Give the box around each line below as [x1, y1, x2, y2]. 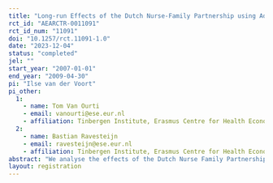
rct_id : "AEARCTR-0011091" [8, 19, 100, 28]
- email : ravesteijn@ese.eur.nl [23, 139, 132, 148]
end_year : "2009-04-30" [8, 72, 89, 80]
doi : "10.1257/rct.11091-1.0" [8, 34, 111, 43]
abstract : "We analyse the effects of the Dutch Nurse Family [8, 155, 223, 163]
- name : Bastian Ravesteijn [23, 132, 118, 140]
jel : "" [8, 57, 35, 66]
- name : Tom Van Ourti [23, 102, 100, 110]
